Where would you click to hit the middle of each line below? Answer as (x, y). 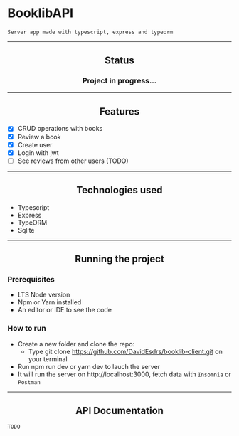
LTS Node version (44, 295)
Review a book (39, 137)
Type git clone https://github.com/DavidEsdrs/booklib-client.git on (125, 351)
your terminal (48, 359)
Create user (35, 144)
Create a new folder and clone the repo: (76, 344)
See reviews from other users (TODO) (73, 161)
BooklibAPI (40, 13)
